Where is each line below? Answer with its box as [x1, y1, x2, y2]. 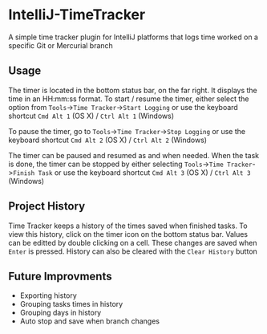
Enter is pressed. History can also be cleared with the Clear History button [8, 246, 258, 256]
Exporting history [19, 291, 78, 300]
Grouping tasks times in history [19, 299, 123, 309]
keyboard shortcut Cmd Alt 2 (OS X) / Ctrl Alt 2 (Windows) [8, 135, 207, 145]
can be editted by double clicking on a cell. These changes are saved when [8, 238, 258, 247]
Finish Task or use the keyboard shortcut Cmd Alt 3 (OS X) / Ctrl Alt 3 [13, 167, 251, 177]
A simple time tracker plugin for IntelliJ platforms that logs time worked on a [8, 32, 259, 42]
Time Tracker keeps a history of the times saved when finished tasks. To [8, 221, 248, 230]
